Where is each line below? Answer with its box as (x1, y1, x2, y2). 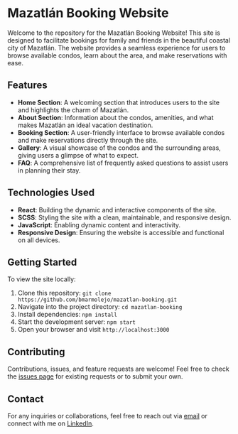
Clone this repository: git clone (17, 289, 112, 298)
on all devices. (17, 236, 60, 244)
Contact (7, 393, 44, 405)
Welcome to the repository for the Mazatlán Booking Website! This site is (7, 28, 220, 37)
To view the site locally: (7, 275, 76, 283)
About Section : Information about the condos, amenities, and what (17, 113, 214, 121)
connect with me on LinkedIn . (7, 419, 94, 428)
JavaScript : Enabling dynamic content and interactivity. (17, 220, 181, 229)
